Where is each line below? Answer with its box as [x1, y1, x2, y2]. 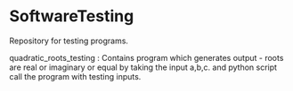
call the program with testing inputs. [9, 71, 142, 81]
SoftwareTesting [9, 6, 134, 27]
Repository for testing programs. [9, 35, 129, 46]
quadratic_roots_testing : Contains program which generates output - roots [9, 52, 284, 63]
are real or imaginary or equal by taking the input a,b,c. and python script [9, 62, 278, 72]
